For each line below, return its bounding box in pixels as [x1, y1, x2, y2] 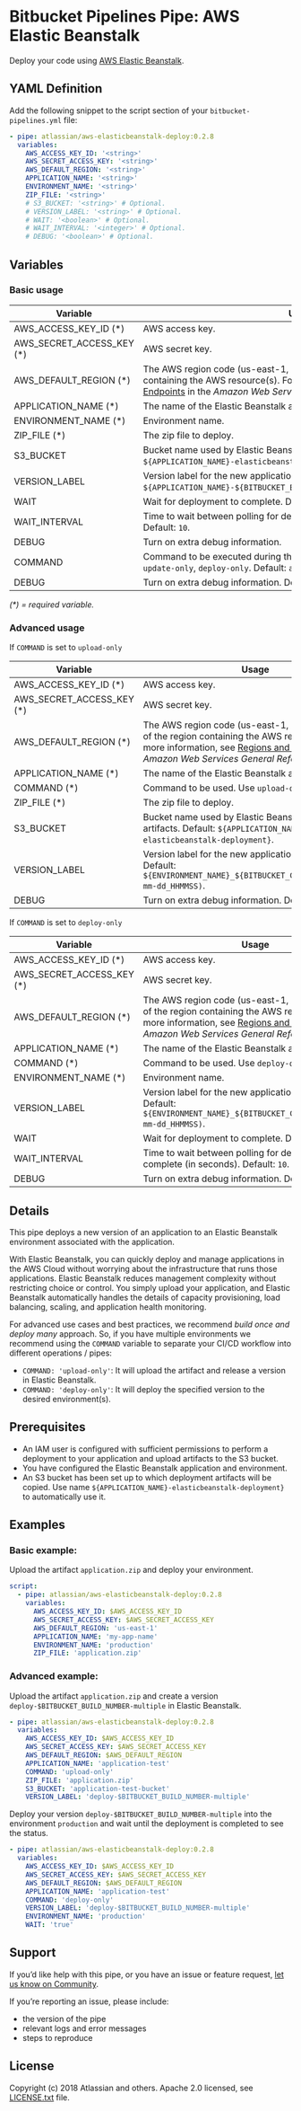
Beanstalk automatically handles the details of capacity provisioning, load [9, 1292, 280, 1303]
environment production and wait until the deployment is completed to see [9, 1818, 284, 1829]
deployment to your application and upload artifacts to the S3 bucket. [21, 1453, 279, 1463]
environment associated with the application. [9, 1236, 175, 1247]
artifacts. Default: [142, 822, 216, 835]
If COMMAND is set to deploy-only [9, 917, 123, 928]
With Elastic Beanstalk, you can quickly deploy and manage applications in [9, 1253, 285, 1264]
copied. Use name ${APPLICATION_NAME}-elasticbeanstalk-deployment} [21, 1481, 285, 1492]
